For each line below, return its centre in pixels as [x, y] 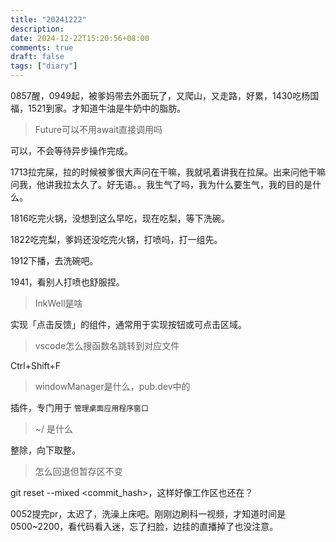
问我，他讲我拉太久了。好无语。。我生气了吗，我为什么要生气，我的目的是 [161, 184]
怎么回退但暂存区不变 [78, 471]
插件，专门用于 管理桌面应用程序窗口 [79, 407]
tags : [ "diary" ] [44, 66]
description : [37, 29]
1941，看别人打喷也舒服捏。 [67, 282]
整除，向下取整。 [45, 450]
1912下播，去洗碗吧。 [54, 260]
